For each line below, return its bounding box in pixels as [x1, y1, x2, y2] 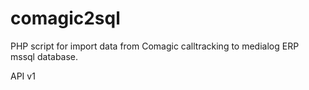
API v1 [10, 70, 36, 82]
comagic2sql [10, 7, 121, 30]
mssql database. [10, 50, 79, 62]
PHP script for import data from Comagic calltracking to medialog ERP [10, 40, 300, 52]
